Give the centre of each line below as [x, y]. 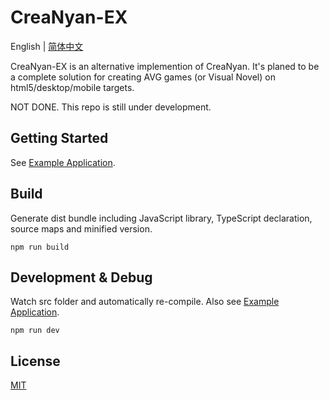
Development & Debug [81, 277]
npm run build [40, 247]
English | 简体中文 [47, 46]
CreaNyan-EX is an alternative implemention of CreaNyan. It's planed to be [165, 66]
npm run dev [35, 331]
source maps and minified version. [81, 228]
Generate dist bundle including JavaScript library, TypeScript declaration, [161, 218]
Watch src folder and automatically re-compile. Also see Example [145, 302]
